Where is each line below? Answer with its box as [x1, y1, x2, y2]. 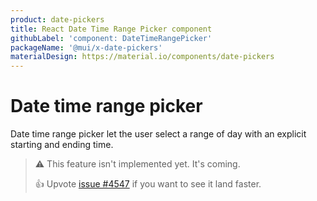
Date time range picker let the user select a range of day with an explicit [10, 128, 307, 140]
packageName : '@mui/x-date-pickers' [10, 42, 163, 53]
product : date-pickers [10, 14, 105, 25]
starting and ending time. [10, 139, 114, 151]
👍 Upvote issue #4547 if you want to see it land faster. [34, 178, 262, 190]
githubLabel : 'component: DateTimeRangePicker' [10, 33, 213, 43]
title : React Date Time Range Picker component [10, 24, 213, 34]
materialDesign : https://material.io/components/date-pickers [10, 52, 275, 62]
